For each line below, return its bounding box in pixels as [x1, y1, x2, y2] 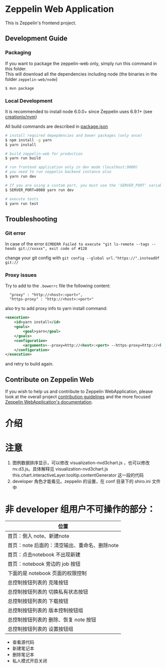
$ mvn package [5, 86, 35, 91]
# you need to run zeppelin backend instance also [5, 170, 112, 175]
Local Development [5, 97, 53, 104]
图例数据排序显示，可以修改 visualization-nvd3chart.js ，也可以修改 [12, 460, 150, 466]
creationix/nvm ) [5, 114, 38, 120]
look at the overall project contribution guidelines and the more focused [5, 394, 151, 400]
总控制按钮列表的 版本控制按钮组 [7, 607, 83, 614]
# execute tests [5, 196, 39, 201]
